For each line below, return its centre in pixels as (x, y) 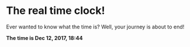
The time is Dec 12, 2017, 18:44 (45, 38)
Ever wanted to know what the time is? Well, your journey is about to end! (95, 27)
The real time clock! (55, 11)
